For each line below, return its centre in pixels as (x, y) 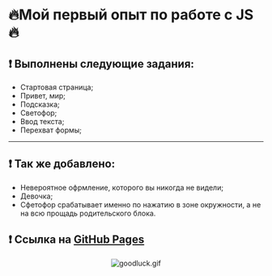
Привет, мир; (43, 96)
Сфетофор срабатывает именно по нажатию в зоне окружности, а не (140, 204)
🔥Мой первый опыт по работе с (121, 15)
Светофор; (38, 113)
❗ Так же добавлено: (62, 164)
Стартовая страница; (57, 87)
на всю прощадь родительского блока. (88, 213)
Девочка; (36, 196)
